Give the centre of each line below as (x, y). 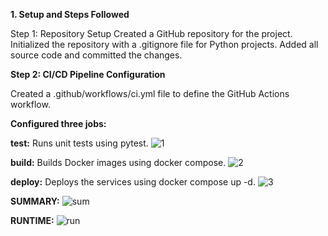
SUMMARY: (35, 201)
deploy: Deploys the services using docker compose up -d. (133, 182)
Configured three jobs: (58, 123)
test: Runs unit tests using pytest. (79, 143)
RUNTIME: (32, 220)
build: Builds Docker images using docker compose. (118, 162)
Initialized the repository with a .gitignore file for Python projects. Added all (164, 44)
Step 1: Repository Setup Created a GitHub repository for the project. (151, 33)
